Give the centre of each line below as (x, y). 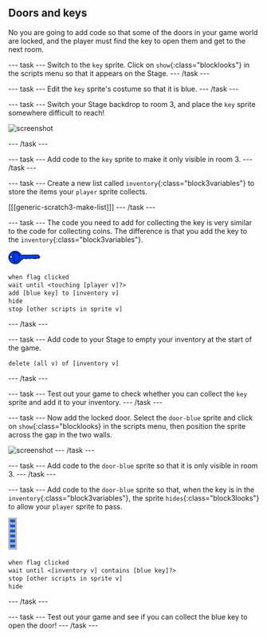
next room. (26, 49)
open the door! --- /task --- (53, 625)
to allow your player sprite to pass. (65, 506)
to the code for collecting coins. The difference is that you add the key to (128, 231)
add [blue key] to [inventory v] (64, 293)
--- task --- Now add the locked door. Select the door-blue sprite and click (131, 418)
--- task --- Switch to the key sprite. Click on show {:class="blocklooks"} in (129, 65)
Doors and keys (48, 13)
